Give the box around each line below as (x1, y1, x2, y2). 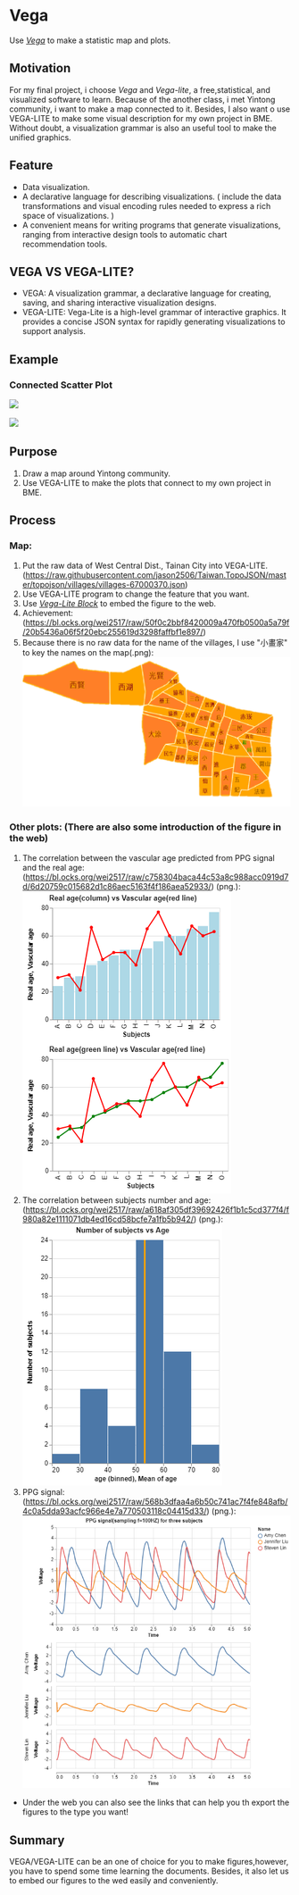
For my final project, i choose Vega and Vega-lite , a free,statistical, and (9, 84, 270, 95)
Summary (9, 1832, 65, 1848)
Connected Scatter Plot (9, 379, 113, 391)
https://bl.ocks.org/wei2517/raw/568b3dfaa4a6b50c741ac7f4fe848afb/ (25, 1496, 288, 1507)
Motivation (9, 61, 71, 76)
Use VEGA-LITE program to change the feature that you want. (21, 589, 250, 599)
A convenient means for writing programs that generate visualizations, (21, 220, 281, 230)
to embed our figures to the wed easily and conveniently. (9, 1874, 219, 1885)
